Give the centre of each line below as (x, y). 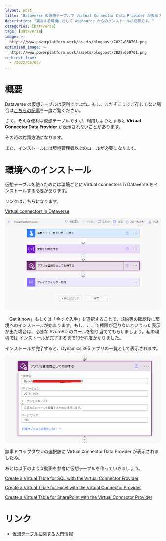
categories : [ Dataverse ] (31, 26)
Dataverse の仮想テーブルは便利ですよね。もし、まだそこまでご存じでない (81, 104)
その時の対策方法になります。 (35, 138)
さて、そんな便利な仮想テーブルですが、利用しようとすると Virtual (73, 121)
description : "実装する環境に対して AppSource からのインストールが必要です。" (80, 21)
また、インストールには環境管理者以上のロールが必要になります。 (72, 148)
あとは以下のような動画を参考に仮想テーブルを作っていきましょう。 (74, 468)
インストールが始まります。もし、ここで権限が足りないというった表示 (89, 325)
